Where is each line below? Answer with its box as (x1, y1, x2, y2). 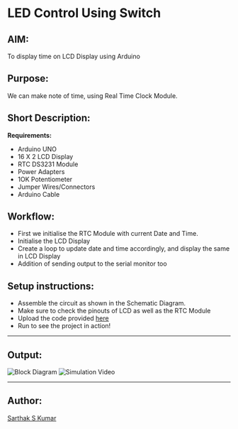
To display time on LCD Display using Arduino (7, 52, 140, 60)
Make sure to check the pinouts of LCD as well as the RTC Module (17, 307, 211, 315)
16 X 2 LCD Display (17, 152, 74, 161)
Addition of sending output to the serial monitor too (17, 259, 168, 268)
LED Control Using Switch (7, 5, 161, 21)
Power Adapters (17, 167, 65, 175)
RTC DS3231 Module (17, 160, 79, 168)
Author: (7, 395, 42, 407)
